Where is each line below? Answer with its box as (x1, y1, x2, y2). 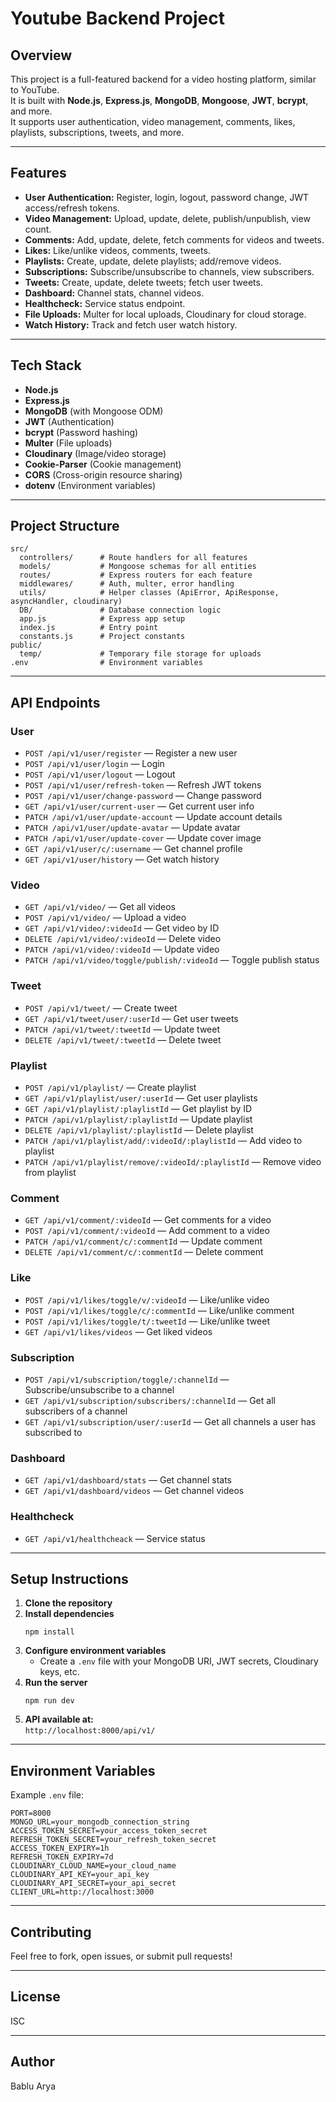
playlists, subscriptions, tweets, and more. (10, 127, 185, 138)
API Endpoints (10, 694, 101, 711)
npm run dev (24, 1696, 75, 1706)
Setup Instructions (10, 1570, 129, 1587)
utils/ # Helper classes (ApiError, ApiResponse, (19, 588, 280, 598)
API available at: (24, 1713, 94, 1726)
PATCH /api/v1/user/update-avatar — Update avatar (24, 822, 241, 834)
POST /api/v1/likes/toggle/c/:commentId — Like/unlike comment (24, 1304, 295, 1316)
